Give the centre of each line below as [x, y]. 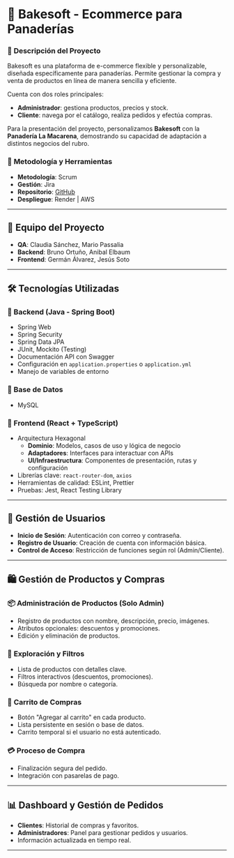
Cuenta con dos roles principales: [56, 94]
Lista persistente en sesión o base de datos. [80, 724]
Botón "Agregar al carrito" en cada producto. [81, 717]
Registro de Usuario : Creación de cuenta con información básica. [112, 543]
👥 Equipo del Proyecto [56, 228]
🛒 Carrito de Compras [45, 702]
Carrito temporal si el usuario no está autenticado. [89, 732]
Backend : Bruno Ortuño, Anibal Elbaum [74, 252]
